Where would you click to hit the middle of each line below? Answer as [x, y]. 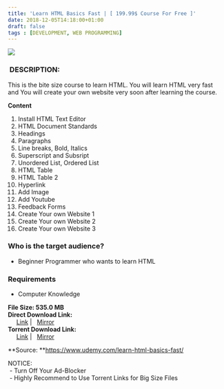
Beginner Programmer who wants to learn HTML [86, 261]
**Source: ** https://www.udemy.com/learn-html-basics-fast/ [96, 350]
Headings [31, 133]
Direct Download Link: [40, 315]
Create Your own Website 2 [57, 221]
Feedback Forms [42, 207]
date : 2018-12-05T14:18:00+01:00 [56, 20]
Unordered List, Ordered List [58, 162]
